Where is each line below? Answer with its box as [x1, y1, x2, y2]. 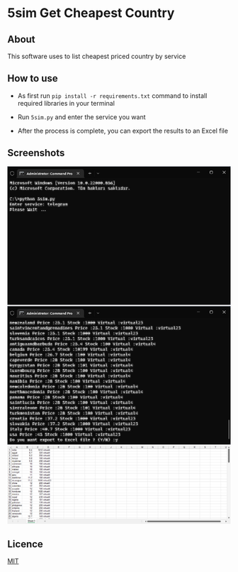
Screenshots [7, 147, 65, 159]
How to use [7, 72, 58, 84]
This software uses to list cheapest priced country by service [7, 52, 186, 60]
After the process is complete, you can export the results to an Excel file [17, 126, 229, 135]
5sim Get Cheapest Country [7, 5, 175, 21]
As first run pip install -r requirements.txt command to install [17, 91, 208, 100]
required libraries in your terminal [17, 99, 115, 107]
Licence [7, 538, 44, 550]
